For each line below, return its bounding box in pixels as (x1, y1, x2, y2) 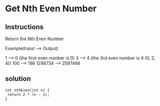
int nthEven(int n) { (5, 88, 50, 93)
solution (5, 75, 31, 83)
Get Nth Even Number (5, 3, 97, 14)
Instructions (5, 23, 44, 31)
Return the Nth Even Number (5, 36, 64, 42)
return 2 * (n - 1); (7, 92, 50, 97)
